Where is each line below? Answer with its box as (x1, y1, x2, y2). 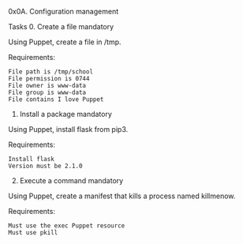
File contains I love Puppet (8, 96, 104, 103)
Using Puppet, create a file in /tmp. (8, 37, 121, 47)
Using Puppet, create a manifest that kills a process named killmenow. (8, 191, 236, 201)
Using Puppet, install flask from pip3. (8, 125, 129, 133)
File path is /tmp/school (8, 68, 93, 76)
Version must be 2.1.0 (8, 162, 83, 170)
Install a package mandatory (19, 110, 113, 118)
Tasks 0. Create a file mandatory (8, 22, 114, 31)
